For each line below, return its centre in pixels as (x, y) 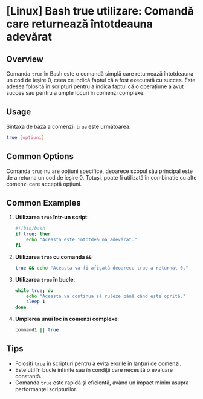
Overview (25, 59)
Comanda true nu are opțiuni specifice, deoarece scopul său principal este (100, 171)
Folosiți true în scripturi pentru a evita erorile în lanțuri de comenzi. (98, 363)
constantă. (28, 376)
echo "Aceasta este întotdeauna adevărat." (82, 240)
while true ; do (34, 290)
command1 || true (37, 330)
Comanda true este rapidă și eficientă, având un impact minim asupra (102, 383)
